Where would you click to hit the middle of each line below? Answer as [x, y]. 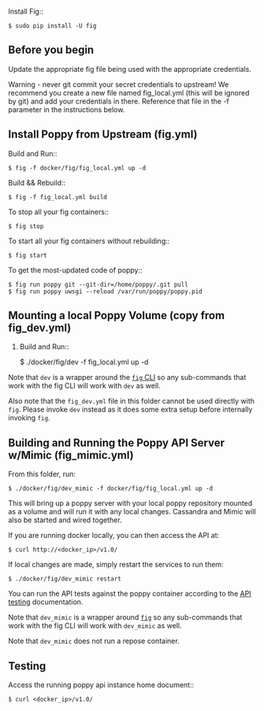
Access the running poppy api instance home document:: [101, 685]
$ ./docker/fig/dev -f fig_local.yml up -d [84, 362]
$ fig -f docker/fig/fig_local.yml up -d [77, 168]
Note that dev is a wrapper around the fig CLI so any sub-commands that [127, 378]
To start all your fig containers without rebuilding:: [89, 241]
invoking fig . [29, 418]
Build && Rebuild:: [37, 182]
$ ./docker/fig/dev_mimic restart [65, 579]
